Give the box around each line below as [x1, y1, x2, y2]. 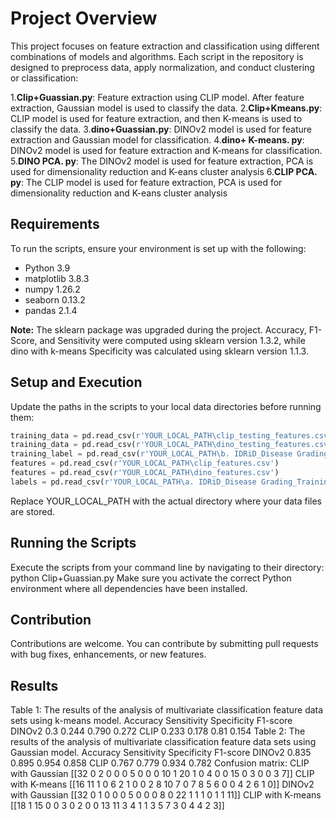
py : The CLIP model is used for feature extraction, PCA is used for [10, 176, 283, 188]
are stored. [10, 505, 56, 517]
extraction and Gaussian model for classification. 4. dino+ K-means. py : [10, 133, 305, 146]
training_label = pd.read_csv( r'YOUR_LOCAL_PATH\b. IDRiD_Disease [10, 449, 293, 459]
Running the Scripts [10, 535, 137, 552]
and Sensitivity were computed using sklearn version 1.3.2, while [39, 334, 306, 346]
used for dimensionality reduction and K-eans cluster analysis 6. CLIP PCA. [10, 165, 318, 177]
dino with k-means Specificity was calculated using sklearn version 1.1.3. [10, 345, 309, 357]
